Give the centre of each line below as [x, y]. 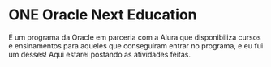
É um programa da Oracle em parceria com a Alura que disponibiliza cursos [135, 37]
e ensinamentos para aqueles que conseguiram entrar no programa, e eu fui [136, 45]
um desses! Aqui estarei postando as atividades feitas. [100, 54]
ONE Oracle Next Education [103, 15]
